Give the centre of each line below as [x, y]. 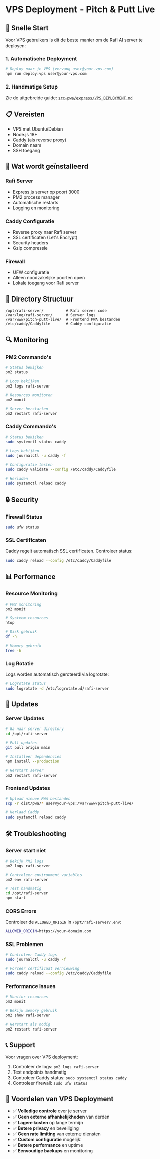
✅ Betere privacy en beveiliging [46, 1128]
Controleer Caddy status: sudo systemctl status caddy [70, 1078]
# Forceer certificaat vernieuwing [43, 969]
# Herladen [17, 479]
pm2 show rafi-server [28, 1015]
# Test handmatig [23, 889]
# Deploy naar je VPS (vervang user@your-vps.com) [59, 69]
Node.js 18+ [25, 135]
